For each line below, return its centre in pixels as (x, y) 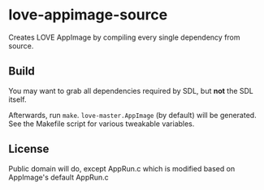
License (29, 149)
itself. (17, 99)
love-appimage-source (88, 15)
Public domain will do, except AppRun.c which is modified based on (122, 168)
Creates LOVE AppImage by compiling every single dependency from (125, 37)
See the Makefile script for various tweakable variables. (102, 124)
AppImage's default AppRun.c (59, 177)
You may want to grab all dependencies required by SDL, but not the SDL (131, 91)
